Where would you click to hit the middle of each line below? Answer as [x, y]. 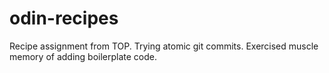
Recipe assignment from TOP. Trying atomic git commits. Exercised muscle [164, 46]
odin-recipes [64, 18]
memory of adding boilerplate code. [83, 56]
